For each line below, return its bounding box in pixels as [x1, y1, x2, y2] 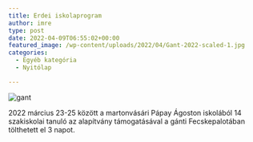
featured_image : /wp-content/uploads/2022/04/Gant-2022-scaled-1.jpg [8, 41, 246, 49]
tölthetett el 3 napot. [8, 124, 75, 134]
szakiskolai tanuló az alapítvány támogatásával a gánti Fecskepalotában [8, 116, 246, 126]
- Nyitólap [15, 64, 52, 72]
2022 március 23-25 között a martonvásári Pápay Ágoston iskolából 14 [8, 108, 242, 117]
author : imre [8, 19, 52, 27]
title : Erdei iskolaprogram [8, 11, 102, 20]
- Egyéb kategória [15, 57, 78, 65]
